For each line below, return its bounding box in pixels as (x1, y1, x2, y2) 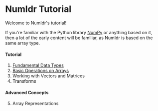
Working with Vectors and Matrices (12, 73, 85, 79)
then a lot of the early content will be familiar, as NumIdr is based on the (5, 35, 153, 41)
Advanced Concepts (5, 89, 49, 95)
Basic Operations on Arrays (12, 68, 69, 74)
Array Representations (12, 101, 59, 107)
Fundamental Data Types (12, 62, 64, 68)
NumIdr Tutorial (5, 3, 72, 15)
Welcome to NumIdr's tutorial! (5, 20, 67, 26)
